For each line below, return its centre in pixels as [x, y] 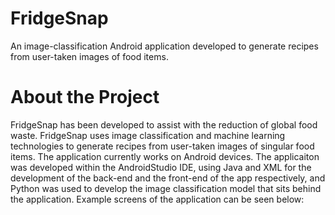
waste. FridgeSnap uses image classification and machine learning [148, 135]
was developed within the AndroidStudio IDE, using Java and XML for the [161, 167]
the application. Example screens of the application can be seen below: [157, 199]
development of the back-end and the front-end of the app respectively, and [168, 178]
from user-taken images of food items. [89, 56]
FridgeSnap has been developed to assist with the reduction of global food [164, 124]
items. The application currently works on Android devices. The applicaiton [165, 156]
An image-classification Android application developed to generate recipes [164, 46]
